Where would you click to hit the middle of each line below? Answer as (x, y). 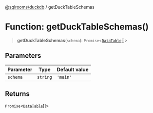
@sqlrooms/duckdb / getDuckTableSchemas (50, 7)
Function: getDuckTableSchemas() (77, 27)
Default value (73, 69)
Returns (18, 94)
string (45, 77)
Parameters (23, 56)
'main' (64, 77)
